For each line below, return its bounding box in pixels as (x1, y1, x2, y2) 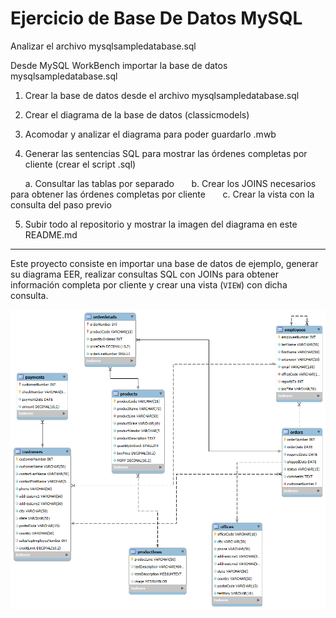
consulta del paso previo (10, 198, 112, 211)
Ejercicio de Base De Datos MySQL (10, 7, 303, 30)
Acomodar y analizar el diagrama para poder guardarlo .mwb (24, 128, 277, 140)
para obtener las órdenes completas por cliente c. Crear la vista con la (10, 188, 315, 200)
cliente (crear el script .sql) (24, 158, 137, 170)
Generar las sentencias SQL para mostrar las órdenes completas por (24, 147, 308, 159)
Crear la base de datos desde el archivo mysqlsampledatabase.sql (24, 89, 300, 101)
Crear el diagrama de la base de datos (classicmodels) (24, 108, 250, 121)
